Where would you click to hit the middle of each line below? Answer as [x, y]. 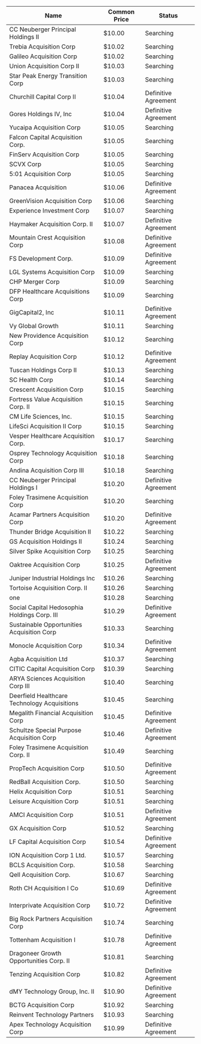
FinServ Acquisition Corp [44, 154]
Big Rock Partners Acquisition [51, 919]
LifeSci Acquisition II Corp [45, 426]
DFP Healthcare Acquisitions [49, 291]
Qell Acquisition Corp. [40, 875]
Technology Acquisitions [44, 703]
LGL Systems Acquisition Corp [52, 272]
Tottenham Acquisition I [42, 940]
